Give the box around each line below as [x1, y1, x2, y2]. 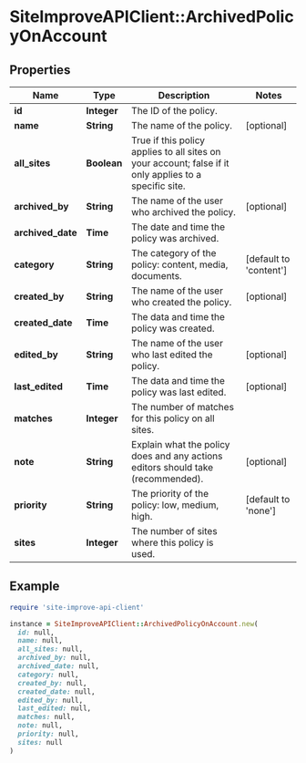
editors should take [131, 461, 214, 473]
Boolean [86, 157, 123, 170]
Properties [9, 62, 71, 77]
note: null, [17, 721, 64, 730]
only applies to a [131, 169, 202, 180]
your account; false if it [131, 157, 229, 170]
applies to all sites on [131, 146, 221, 158]
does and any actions [131, 449, 223, 462]
